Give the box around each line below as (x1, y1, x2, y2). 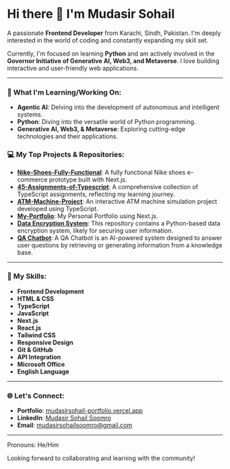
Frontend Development (16, 287, 84, 296)
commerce (16, 175, 48, 184)
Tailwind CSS (16, 330, 56, 339)
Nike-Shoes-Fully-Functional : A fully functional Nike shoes (16, 168, 186, 176)
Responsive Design (16, 338, 74, 346)
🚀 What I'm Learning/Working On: (7, 87, 122, 97)
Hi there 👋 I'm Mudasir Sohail (7, 6, 175, 22)
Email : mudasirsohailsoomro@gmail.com (16, 421, 133, 429)
